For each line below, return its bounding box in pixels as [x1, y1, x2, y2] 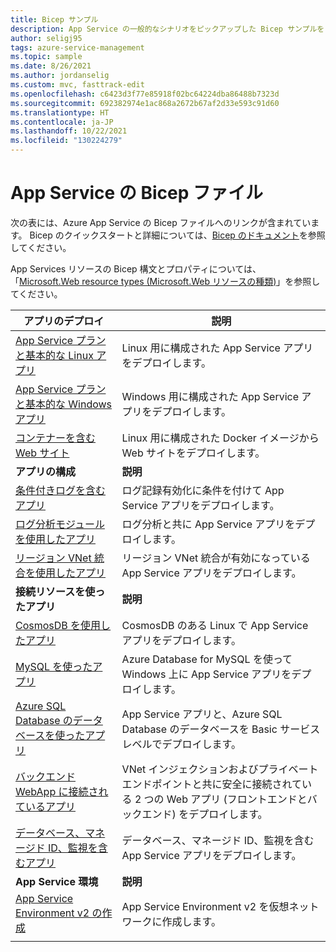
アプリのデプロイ [23, 314, 105, 328]
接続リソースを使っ [15, 584, 106, 598]
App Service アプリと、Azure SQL [121, 707, 283, 721]
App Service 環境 [15, 874, 99, 888]
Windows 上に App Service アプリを [121, 667, 292, 681]
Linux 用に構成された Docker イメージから [121, 431, 320, 445]
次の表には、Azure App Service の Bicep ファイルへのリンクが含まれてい [10, 216, 312, 228]
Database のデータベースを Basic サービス [121, 722, 321, 736]
